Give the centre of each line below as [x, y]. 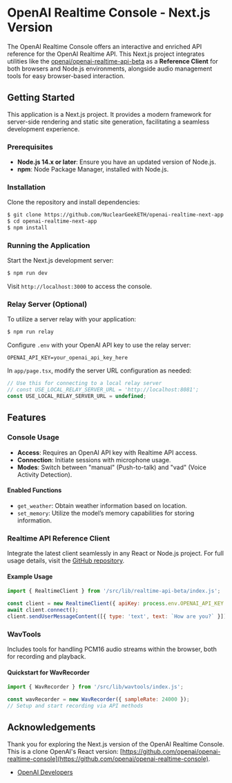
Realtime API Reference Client [59, 538]
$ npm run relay [30, 332]
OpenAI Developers [45, 772]
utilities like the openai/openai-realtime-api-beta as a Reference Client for [113, 61]
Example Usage [30, 576]
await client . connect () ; [43, 610]
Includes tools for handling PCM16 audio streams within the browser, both [112, 649]
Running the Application [49, 245]
